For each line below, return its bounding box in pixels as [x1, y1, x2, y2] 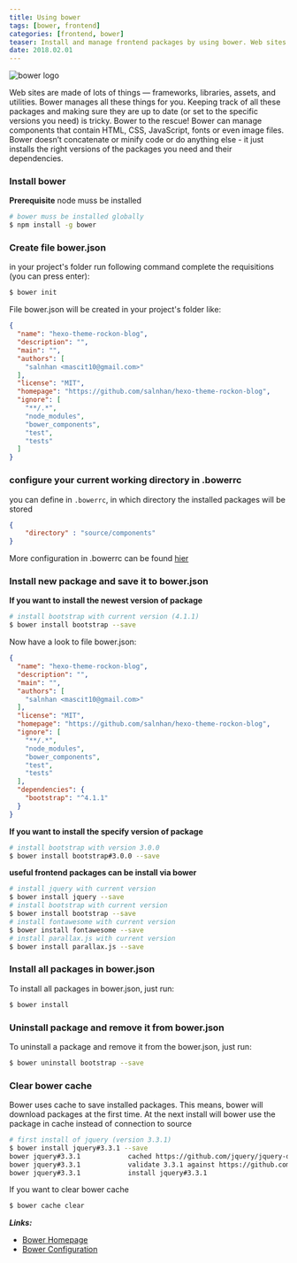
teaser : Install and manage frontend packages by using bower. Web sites [9, 37, 287, 47]
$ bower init [9, 289, 57, 297]
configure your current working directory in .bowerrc [9, 474, 242, 487]
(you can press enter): [9, 271, 90, 281]
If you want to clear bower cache [9, 1184, 130, 1195]
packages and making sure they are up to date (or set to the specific [9, 106, 259, 117]
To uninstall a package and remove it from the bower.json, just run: [9, 1041, 252, 1051]
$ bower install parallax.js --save [9, 942, 144, 951]
